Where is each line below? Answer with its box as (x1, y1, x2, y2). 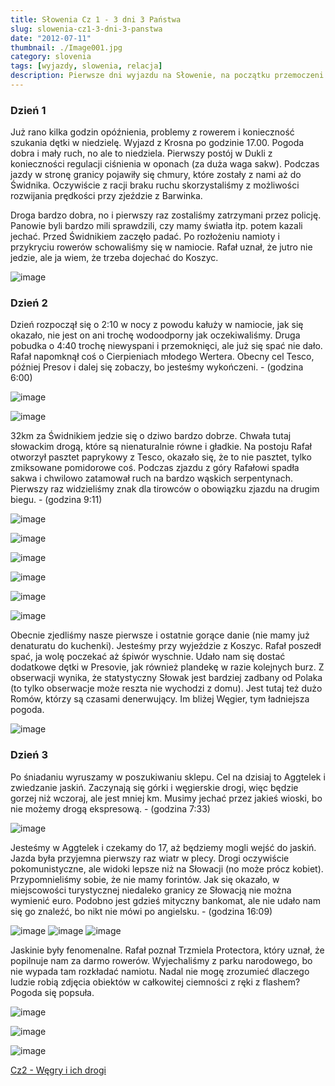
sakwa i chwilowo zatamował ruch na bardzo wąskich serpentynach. (10, 472, 293, 485)
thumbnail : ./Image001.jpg (10, 42, 123, 53)
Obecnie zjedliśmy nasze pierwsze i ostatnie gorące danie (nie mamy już (10, 629, 310, 641)
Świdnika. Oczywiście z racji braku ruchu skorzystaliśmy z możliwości (10, 179, 300, 191)
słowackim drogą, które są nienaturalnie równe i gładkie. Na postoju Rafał (10, 441, 313, 453)
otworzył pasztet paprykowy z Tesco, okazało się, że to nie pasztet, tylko (10, 451, 312, 463)
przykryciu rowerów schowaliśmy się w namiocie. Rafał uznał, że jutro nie (10, 241, 313, 253)
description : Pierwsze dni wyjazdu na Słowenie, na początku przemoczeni (10, 71, 325, 81)
